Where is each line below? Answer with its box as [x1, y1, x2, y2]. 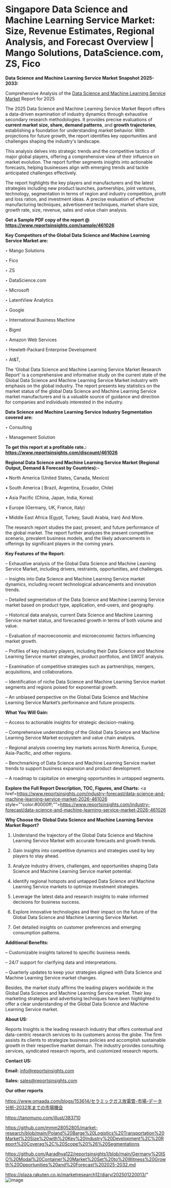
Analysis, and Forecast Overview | [5, 36, 154, 48]
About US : [5, 1016, 28, 1022]
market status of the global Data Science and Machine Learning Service [5, 388, 157, 394]
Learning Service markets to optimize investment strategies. [12, 883, 139, 889]
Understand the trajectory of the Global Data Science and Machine [12, 832, 153, 838]
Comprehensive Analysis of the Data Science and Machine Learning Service [5, 90, 166, 96]
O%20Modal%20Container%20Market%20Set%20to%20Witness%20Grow [5, 1156, 166, 1162]
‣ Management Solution [5, 434, 56, 440]
